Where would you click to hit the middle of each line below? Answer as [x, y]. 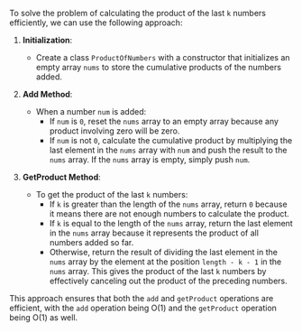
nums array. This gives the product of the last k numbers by [158, 271]
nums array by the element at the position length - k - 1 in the [165, 262]
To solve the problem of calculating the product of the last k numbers [137, 13]
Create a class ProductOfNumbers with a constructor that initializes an [163, 57]
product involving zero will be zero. [114, 131]
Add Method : [47, 94]
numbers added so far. [92, 242]
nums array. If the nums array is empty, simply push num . [150, 160]
